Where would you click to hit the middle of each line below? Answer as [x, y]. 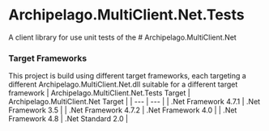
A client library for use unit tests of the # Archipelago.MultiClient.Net [122, 37]
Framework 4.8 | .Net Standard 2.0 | [68, 119]
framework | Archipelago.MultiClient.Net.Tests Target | [99, 93]
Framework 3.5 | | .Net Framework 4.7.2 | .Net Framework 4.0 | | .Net [123, 110]
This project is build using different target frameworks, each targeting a [128, 76]
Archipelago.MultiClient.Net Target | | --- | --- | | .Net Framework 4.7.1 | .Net [134, 102]
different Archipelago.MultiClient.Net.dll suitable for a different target [123, 85]
